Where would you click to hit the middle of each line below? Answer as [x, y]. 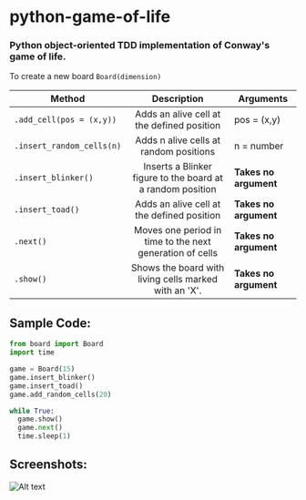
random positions [178, 152]
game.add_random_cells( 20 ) [61, 394]
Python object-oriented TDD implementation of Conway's [140, 46]
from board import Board [56, 344]
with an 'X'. [178, 291]
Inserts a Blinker [178, 167]
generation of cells [178, 253]
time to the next [178, 241]
